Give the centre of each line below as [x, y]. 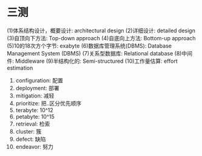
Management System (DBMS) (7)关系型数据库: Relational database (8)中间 [100, 53]
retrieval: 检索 [33, 124]
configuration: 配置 [39, 80]
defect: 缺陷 [31, 139]
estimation [20, 68]
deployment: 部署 [37, 88]
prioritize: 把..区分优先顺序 [49, 103]
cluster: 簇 [29, 131]
